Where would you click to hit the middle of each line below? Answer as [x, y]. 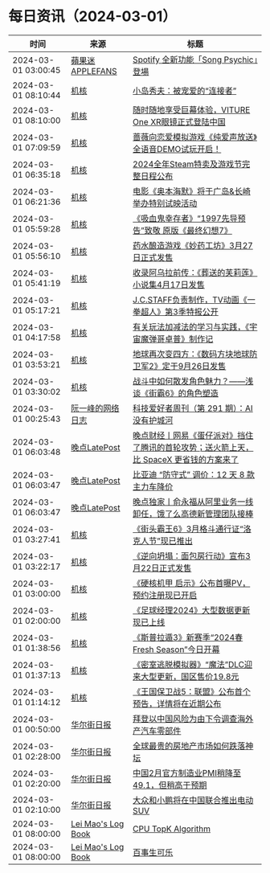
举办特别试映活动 [165, 203]
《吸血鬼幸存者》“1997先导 [185, 218]
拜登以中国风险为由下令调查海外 [193, 719]
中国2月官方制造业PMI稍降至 [186, 773]
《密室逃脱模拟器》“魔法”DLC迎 [192, 664]
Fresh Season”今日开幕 [176, 650]
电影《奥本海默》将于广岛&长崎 [191, 191]
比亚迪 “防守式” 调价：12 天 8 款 [194, 474]
